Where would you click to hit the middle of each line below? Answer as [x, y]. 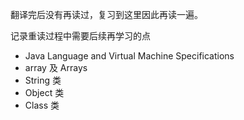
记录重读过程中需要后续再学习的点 [80, 36]
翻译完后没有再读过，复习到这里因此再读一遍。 [106, 14]
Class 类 [42, 105]
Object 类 [44, 92]
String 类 [43, 80]
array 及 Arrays [56, 67]
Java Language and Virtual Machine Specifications [129, 56]
